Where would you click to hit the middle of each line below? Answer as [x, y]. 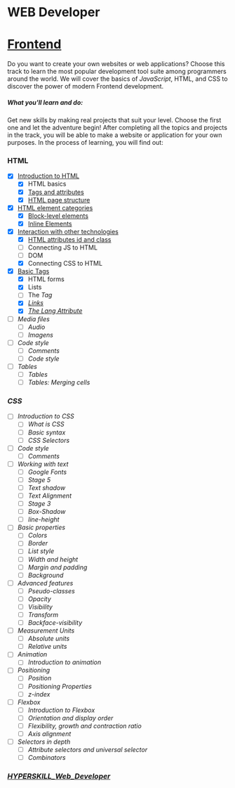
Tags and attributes [56, 192]
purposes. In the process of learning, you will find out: [85, 143]
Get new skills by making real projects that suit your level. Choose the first [114, 120]
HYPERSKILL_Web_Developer [59, 776]
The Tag [40, 295]
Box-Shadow [47, 512]
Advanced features [45, 583]
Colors [38, 536]
